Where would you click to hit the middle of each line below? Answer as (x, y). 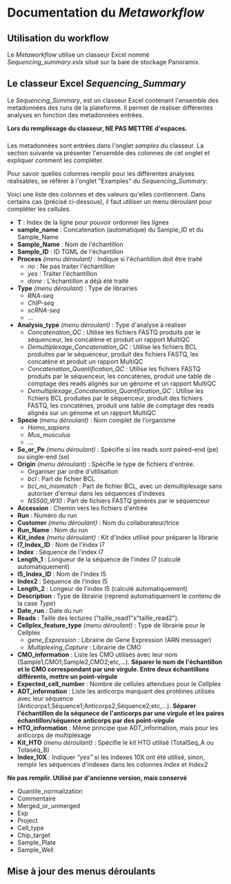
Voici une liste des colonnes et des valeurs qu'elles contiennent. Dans (106, 194)
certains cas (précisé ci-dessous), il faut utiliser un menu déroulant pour (110, 201)
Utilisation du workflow (58, 38)
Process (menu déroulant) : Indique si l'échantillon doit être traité (110, 259)
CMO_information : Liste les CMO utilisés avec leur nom (97, 654)
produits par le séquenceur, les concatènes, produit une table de (119, 376)
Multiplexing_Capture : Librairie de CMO (84, 647)
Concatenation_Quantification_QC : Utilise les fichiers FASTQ (114, 369)
